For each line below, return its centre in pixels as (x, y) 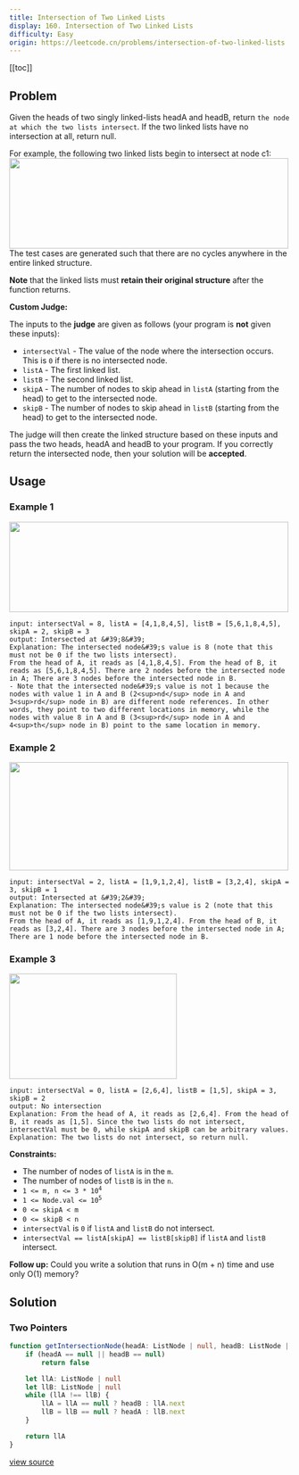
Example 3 (33, 958)
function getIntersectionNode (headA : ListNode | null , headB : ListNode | (149, 1347)
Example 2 (33, 748)
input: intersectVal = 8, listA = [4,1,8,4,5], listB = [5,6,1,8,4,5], (145, 624)
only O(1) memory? (44, 1274)
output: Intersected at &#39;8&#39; (77, 639)
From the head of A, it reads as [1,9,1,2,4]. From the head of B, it (143, 921)
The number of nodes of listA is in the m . (98, 1172)
